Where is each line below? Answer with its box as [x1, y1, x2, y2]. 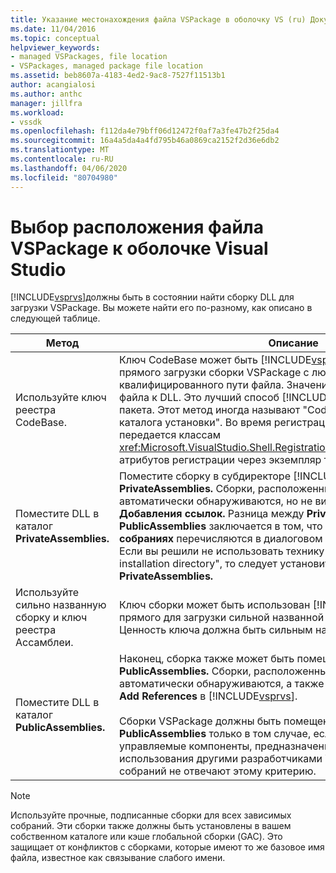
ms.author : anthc [10, 89, 83, 99]
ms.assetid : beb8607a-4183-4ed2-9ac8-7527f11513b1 [10, 71, 226, 81]
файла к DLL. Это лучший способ [119, 391, 280, 405]
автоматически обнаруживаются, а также [119, 677, 325, 691]
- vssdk [10, 117, 43, 127]
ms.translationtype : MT [10, 145, 110, 155]
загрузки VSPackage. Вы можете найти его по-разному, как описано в [10, 302, 313, 314]
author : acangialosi [10, 80, 97, 90]
